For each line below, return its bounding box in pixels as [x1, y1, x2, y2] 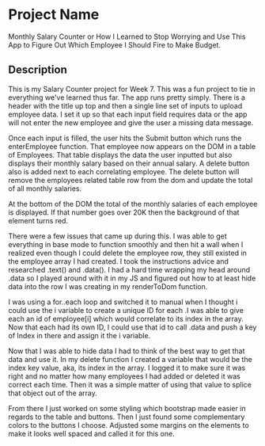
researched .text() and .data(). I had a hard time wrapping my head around [8, 265, 251, 274]
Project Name [8, 6, 100, 24]
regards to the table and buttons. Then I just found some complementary [8, 412, 245, 421]
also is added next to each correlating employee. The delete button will [8, 166, 240, 176]
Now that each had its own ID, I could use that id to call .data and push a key [8, 322, 257, 332]
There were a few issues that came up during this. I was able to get [8, 231, 227, 241]
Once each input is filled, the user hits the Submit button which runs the [8, 133, 242, 143]
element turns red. [8, 215, 69, 225]
